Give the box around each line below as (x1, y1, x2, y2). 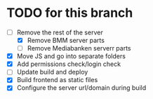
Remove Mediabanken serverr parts (27, 44, 131, 53)
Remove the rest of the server (16, 28, 103, 37)
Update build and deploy (16, 68, 88, 77)
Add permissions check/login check (16, 60, 121, 68)
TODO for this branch (6, 5, 133, 21)
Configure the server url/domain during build (16, 84, 147, 92)
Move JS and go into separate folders (16, 52, 126, 60)
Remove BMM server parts (27, 37, 105, 44)
